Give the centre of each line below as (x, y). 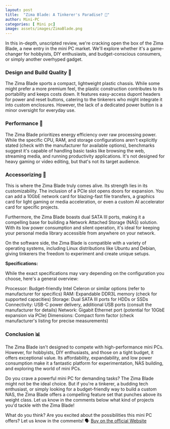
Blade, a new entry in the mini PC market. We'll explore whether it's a (77, 49)
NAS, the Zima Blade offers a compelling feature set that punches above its (83, 395)
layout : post (19, 10)
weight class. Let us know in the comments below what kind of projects (80, 400)
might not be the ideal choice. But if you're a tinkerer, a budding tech (77, 384)
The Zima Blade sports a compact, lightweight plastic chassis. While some (83, 84)
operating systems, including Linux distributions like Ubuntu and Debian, (81, 248)
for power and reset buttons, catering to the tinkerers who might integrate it (84, 100)
